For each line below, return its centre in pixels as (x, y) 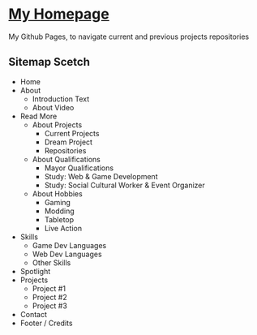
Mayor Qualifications (79, 168)
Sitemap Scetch (49, 62)
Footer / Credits (46, 323)
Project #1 (49, 288)
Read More (39, 116)
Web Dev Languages (67, 254)
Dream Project (69, 142)
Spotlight (35, 271)
